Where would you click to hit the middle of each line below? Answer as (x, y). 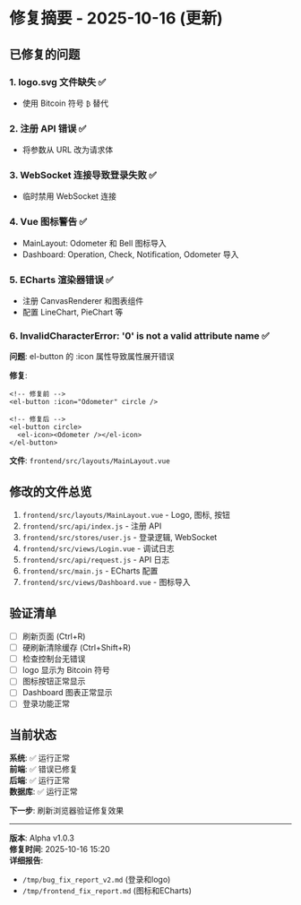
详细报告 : (26, 860)
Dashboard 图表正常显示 (67, 693)
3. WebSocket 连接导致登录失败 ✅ (83, 176)
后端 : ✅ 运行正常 (39, 780)
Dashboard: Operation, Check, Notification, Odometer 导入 (130, 254)
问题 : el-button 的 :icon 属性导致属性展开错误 (92, 357)
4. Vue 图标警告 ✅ (48, 222)
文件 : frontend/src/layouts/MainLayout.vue (90, 461)
